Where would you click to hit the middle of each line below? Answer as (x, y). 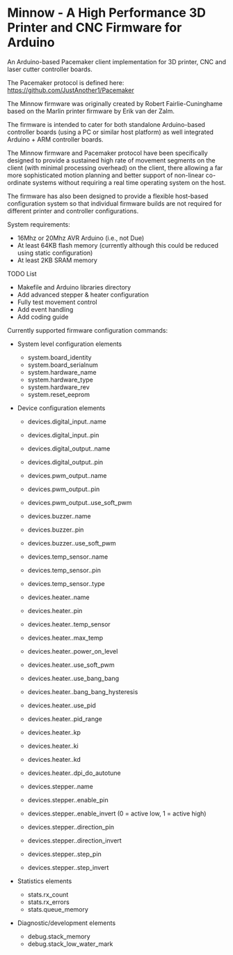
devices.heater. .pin (55, 610)
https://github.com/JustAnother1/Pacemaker (71, 90)
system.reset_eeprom (59, 394)
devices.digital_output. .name (69, 449)
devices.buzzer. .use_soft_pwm (72, 543)
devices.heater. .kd (54, 759)
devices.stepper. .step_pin (65, 854)
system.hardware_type (61, 379)
